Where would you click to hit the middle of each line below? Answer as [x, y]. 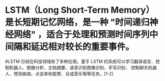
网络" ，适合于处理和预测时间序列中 [86, 35]
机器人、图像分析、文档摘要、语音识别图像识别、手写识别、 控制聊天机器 [83, 67]
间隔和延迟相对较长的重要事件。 [70, 47]
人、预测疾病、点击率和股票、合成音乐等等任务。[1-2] [59, 74]
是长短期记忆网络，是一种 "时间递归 [77, 22]
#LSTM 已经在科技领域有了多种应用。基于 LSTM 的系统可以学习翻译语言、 [80, 61]
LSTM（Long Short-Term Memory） [80, 10]
